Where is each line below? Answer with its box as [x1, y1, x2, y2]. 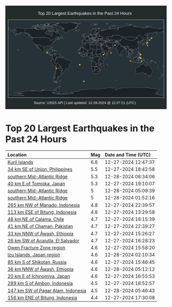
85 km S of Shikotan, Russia [7, 259, 67, 265]
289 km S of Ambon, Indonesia [7, 280, 73, 286]
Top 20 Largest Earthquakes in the [5, 122, 155, 134]
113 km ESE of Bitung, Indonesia [7, 209, 77, 215]
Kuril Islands [7, 159, 33, 166]
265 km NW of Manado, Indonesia [7, 202, 80, 208]
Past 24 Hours [5, 133, 67, 145]
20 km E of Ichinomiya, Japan [7, 273, 70, 279]
